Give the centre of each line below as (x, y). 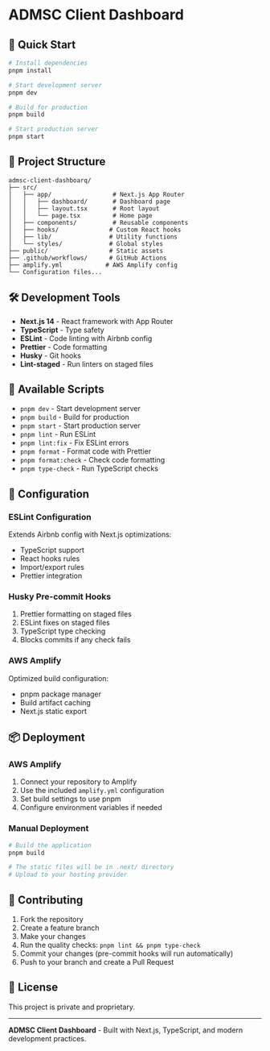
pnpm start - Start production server (80, 426)
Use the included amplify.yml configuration (92, 791)
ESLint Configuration (50, 517)
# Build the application (50, 845)
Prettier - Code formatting (63, 347)
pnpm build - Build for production (75, 417)
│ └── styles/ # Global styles (86, 243)
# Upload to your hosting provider (68, 875)
